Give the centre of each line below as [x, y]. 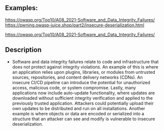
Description [23, 50]
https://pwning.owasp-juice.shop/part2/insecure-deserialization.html [75, 25]
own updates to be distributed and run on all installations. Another [79, 108]
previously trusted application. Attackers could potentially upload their [83, 103]
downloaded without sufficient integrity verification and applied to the [82, 98]
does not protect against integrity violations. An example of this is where [85, 67]
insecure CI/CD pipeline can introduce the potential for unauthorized [81, 82]
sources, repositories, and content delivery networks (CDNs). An [77, 77]
